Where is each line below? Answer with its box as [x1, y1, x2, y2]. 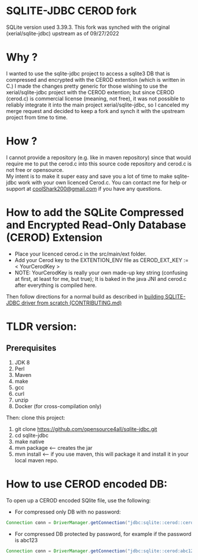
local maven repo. [14, 456, 58, 463]
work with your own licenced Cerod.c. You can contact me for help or [18, 178, 187, 186]
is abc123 [14, 536, 38, 544]
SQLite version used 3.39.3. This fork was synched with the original [6, 24, 170, 31]
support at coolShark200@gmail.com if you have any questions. [6, 185, 162, 192]
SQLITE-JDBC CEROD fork [6, 4, 137, 18]
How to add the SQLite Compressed [6, 206, 184, 219]
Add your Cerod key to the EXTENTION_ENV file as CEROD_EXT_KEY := [14, 256, 189, 263]
